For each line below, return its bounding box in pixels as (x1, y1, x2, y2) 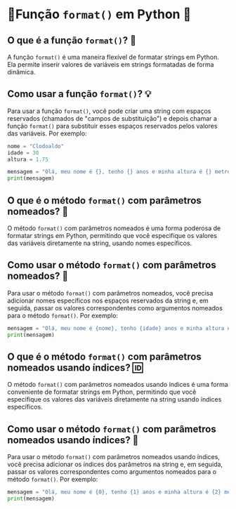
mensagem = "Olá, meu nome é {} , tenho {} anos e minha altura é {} (7, 168, 212, 176)
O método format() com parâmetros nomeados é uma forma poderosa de (7, 224, 221, 232)
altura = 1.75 (7, 156, 49, 163)
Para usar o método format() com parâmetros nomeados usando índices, (7, 453, 220, 461)
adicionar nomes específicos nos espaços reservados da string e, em (7, 296, 209, 305)
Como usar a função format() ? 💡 (7, 88, 152, 100)
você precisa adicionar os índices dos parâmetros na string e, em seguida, (7, 460, 223, 469)
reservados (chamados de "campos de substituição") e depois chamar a (7, 114, 218, 122)
